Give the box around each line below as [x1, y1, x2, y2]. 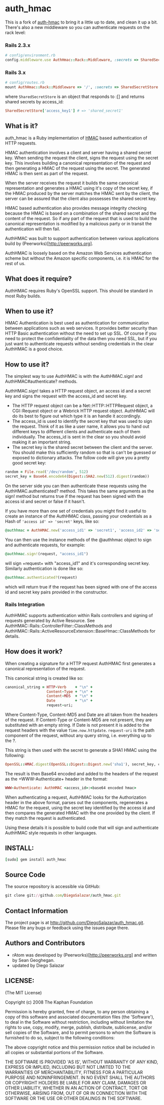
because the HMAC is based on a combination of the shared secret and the [5, 210, 157, 216]
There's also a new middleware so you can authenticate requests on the [5, 24, 150, 30]
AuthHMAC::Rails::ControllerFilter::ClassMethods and [5, 623, 112, 629]
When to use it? [5, 307, 54, 315]
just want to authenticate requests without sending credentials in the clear [5, 341, 154, 347]
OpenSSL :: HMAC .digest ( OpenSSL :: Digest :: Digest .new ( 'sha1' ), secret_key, [5, 762, 156, 767]
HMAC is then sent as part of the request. [5, 170, 89, 176]
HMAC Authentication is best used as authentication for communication [5, 320, 149, 326]
